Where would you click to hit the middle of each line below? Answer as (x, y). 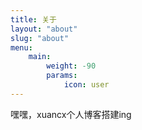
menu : (21, 47)
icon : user (86, 85)
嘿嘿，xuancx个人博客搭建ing (71, 114)
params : (62, 76)
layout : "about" (44, 29)
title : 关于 (33, 19)
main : (40, 57)
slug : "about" (40, 38)
